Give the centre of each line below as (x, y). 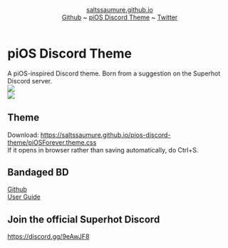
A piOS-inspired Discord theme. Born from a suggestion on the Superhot (114, 73)
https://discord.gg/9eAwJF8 (48, 237)
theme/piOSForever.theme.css (52, 142)
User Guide (24, 197)
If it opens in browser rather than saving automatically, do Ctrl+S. (103, 150)
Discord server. (30, 81)
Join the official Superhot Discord (84, 219)
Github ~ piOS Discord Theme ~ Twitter (120, 17)
